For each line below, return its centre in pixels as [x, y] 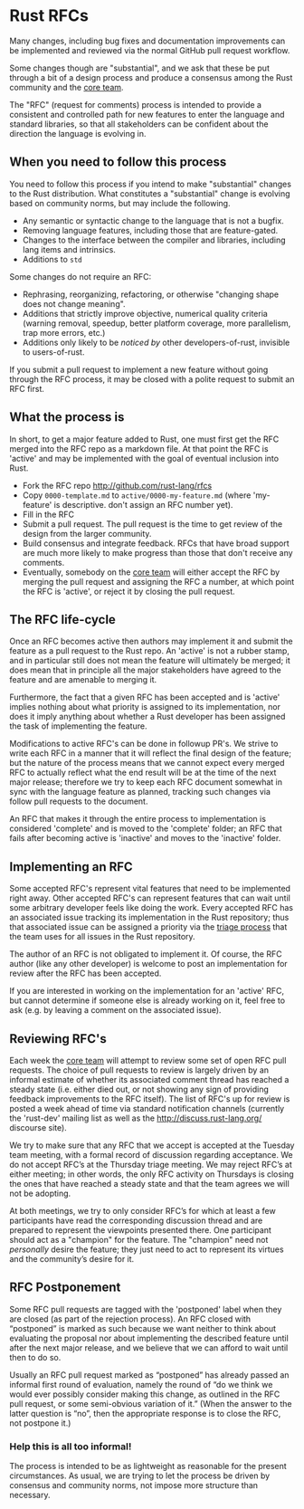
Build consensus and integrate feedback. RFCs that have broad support [156, 543]
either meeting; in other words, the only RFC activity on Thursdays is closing [152, 1174]
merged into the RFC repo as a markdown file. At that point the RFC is [139, 448]
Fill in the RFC [48, 514]
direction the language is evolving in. [78, 133]
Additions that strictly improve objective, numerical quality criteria [145, 313]
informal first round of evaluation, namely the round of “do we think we [141, 1384]
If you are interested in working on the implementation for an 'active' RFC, [147, 991]
